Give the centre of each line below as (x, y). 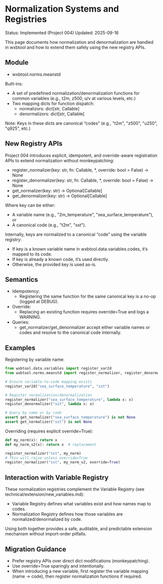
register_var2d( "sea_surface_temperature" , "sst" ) (57, 386)
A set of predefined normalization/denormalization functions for (76, 93)
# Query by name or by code (33, 413)
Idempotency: (26, 291)
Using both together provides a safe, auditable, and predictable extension (79, 529)
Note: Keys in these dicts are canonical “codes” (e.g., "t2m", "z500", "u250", (81, 123)
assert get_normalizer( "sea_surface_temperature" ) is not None (70, 417)
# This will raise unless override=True (47, 458)
